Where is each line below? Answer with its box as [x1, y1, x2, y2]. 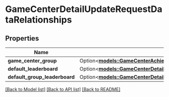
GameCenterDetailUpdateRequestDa [5, 3, 162, 15]
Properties [5, 34, 39, 42]
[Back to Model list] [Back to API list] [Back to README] [5, 86, 121, 92]
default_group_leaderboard [8, 73, 75, 80]
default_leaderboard [8, 65, 58, 72]
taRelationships [5, 14, 72, 25]
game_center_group [8, 57, 57, 64]
